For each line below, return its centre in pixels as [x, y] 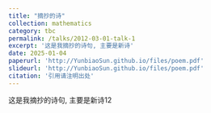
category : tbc [32, 31]
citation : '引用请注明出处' [51, 76]
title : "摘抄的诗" [37, 16]
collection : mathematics [50, 23]
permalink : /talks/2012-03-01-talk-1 [72, 38]
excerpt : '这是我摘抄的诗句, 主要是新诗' [71, 46]
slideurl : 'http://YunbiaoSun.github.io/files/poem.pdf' [106, 69]
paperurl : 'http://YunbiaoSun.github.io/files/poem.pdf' [106, 61]
